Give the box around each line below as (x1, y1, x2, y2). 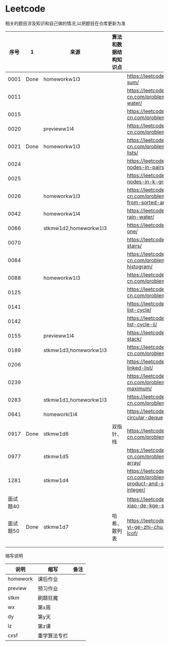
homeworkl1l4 (43, 411, 78, 418)
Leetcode (5, 3, 46, 15)
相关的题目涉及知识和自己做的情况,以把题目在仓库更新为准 (5, 20, 126, 26)
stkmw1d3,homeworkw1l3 (43, 347, 107, 354)
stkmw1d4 (43, 476, 69, 483)
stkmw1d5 (43, 453, 69, 460)
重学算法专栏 (37, 632, 68, 639)
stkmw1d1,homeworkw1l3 (43, 396, 107, 403)
